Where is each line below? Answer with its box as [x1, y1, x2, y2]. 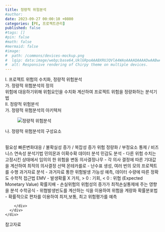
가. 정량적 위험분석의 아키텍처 [5, 107, 62, 114]
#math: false [5, 39, 32, 44]
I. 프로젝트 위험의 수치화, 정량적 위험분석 [5, 77, 82, 82]
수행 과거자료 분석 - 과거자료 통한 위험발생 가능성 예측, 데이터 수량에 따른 [10, 169, 150, 175]
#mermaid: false [5, 44, 38, 49]
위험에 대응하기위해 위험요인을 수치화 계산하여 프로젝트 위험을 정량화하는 [5, 89, 144, 95]
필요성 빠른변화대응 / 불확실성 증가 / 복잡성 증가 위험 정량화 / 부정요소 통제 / [5, 144, 150, 151]
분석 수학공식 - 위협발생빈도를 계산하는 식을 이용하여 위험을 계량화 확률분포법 [10, 188, 158, 193]
